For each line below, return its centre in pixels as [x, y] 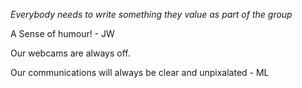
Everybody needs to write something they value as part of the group [151, 14]
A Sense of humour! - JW [62, 33]
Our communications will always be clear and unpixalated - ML [140, 72]
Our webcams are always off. [70, 53]
